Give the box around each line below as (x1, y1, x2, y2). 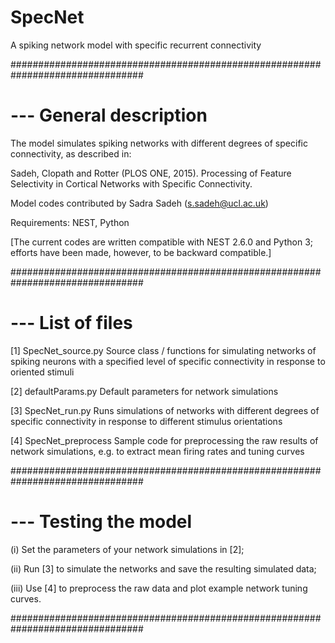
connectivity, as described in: (10, 147, 132, 160)
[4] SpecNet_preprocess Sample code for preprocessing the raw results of (10, 434, 319, 446)
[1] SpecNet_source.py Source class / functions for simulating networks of (10, 344, 317, 356)
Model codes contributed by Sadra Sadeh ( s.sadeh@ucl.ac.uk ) (10, 197, 269, 209)
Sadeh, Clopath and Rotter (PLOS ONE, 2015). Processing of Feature (10, 167, 292, 179)
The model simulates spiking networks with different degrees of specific (10, 137, 308, 149)
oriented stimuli (10, 366, 75, 378)
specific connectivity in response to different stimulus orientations (10, 415, 283, 427)
